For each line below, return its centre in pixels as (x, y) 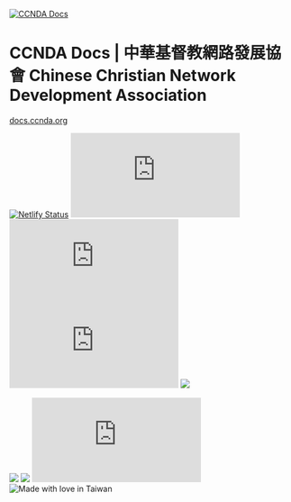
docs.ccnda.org (39, 120)
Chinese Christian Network (132, 76)
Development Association (108, 96)
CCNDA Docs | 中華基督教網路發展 (137, 53)
